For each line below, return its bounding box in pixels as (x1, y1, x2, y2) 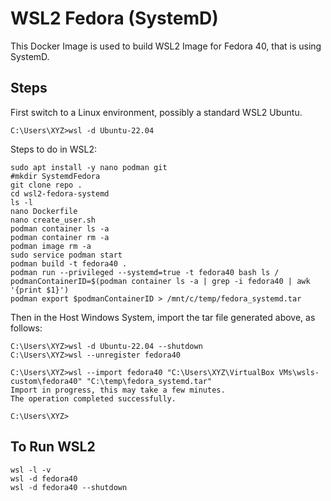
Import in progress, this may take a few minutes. (10, 385, 226, 395)
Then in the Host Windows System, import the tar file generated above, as (10, 311, 316, 323)
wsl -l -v (10, 465, 52, 475)
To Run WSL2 (10, 438, 96, 456)
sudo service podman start (10, 250, 123, 260)
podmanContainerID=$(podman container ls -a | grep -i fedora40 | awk (10, 276, 311, 286)
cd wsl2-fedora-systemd (10, 188, 110, 199)
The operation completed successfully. (10, 393, 177, 404)
